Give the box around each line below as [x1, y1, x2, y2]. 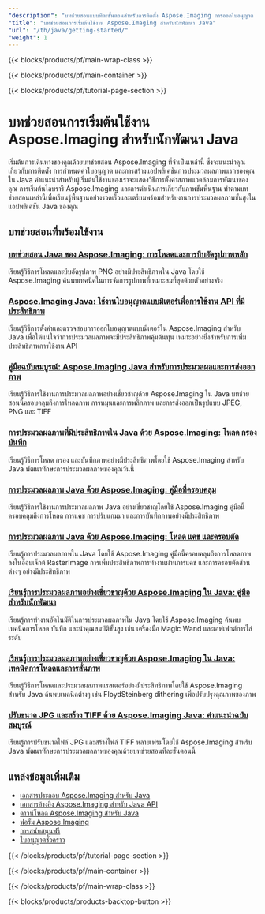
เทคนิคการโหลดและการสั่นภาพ [8, 662, 101, 673]
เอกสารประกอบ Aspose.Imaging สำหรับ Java [19, 791, 151, 800]
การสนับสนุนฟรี [19, 826, 61, 836]
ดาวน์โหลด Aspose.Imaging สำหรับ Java [19, 808, 140, 818]
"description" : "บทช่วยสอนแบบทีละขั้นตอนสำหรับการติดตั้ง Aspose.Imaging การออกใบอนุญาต [8, 11, 254, 20]
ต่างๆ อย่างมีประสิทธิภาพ [8, 567, 71, 576]
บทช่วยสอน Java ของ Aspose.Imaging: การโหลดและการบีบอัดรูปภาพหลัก [8, 249, 248, 260]
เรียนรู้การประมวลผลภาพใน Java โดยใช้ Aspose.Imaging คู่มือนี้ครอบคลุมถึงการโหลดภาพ [8, 549, 252, 559]
